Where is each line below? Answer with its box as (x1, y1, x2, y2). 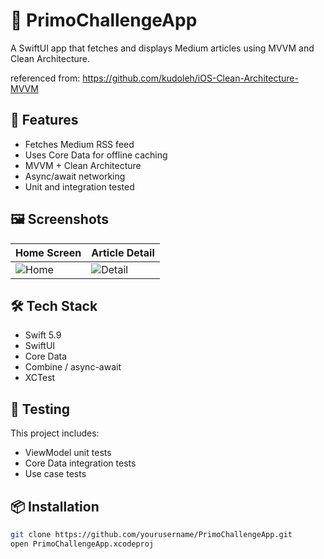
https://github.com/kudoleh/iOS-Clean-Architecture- (82, 72, 299, 84)
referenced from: (10, 72, 81, 84)
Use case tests (24, 468, 87, 480)
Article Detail (91, 245, 155, 259)
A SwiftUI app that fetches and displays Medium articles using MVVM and (10, 42, 315, 54)
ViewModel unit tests (24, 447, 112, 459)
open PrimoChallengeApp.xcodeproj (10, 539, 155, 549)
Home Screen (15, 245, 82, 259)
